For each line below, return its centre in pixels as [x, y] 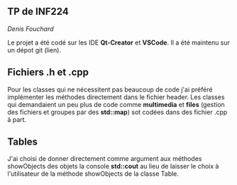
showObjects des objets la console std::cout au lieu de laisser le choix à [113, 167]
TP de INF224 [38, 12]
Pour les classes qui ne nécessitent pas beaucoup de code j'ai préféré [110, 89]
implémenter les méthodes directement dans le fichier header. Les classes [116, 97]
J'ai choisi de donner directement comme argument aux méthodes [105, 159]
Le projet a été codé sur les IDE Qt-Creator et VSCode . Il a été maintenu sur [119, 43]
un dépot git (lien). [34, 50]
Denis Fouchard [31, 28]
